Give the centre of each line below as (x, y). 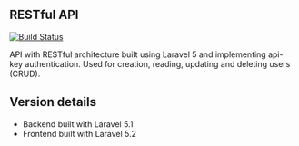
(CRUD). (25, 73)
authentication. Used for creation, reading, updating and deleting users (158, 63)
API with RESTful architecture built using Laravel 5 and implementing (138, 54)
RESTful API (44, 15)
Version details (53, 102)
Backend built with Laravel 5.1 (78, 124)
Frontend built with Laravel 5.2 (80, 133)
